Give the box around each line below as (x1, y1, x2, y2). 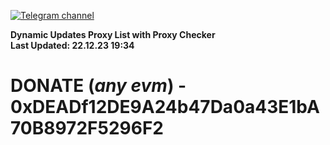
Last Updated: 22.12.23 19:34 (10, 40, 135, 51)
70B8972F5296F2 (10, 117, 164, 140)
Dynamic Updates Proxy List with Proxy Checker (10, 29, 216, 40)
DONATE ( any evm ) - (10, 75, 187, 97)
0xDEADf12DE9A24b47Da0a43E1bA (10, 96, 320, 119)
